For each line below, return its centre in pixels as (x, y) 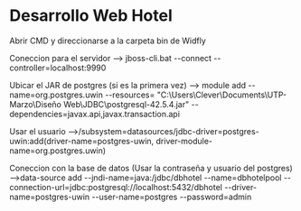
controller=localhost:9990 (58, 68)
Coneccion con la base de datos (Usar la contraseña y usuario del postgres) (151, 168)
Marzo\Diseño (35, 104)
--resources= (130, 95)
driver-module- (184, 141)
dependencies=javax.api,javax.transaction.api (95, 114)
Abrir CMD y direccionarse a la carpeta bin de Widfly (108, 41)
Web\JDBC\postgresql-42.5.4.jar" (126, 104)
